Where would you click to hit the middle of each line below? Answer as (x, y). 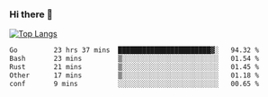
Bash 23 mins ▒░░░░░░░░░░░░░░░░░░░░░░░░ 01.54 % (134, 59)
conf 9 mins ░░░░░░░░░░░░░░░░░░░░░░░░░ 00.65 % (134, 84)
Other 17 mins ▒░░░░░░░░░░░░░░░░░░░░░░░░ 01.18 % (134, 75)
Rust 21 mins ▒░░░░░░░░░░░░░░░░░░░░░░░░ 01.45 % (134, 67)
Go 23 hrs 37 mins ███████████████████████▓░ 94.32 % (134, 50)
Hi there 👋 (31, 14)
